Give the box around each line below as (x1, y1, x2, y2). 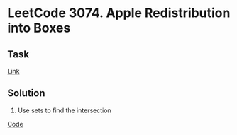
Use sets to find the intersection (17, 106, 111, 115)
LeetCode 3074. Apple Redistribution (7, 5, 231, 21)
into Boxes (7, 20, 71, 36)
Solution (7, 87, 45, 100)
